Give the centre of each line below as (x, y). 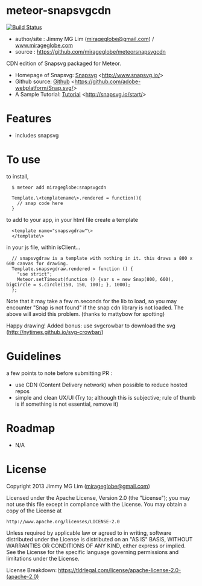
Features (29, 119)
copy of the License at (34, 511)
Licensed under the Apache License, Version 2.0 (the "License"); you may (98, 497)
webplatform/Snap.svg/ (44, 87)
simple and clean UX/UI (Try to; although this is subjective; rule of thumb (105, 397)
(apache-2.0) (23, 576)
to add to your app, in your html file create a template (72, 219)
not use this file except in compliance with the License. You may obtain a (96, 504)
